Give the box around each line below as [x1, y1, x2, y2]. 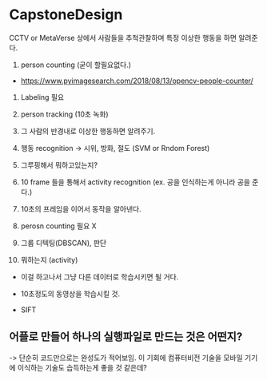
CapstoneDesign [9, 6, 123, 24]
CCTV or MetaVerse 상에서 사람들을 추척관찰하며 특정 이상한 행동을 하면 [9, 33, 237, 42]
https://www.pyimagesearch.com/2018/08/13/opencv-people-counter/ [20, 76, 254, 85]
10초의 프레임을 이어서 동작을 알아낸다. [20, 204, 142, 213]
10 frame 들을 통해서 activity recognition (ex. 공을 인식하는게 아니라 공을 [20, 177, 251, 187]
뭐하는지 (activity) [20, 255, 78, 264]
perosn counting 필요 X [20, 221, 97, 231]
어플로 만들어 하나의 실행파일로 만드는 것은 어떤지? [9, 330, 243, 344]
